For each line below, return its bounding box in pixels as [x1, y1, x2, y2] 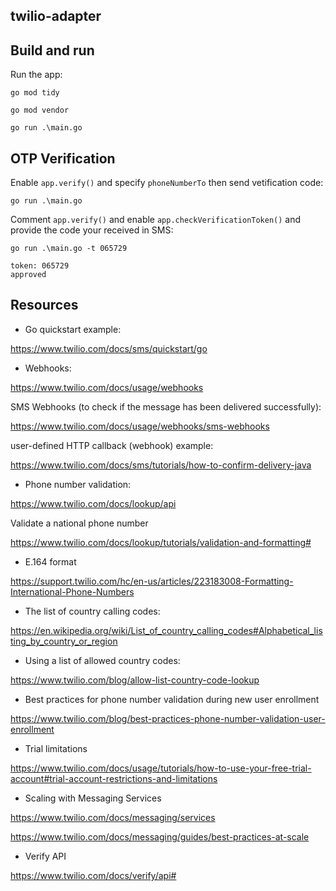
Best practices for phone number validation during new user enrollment [24, 693, 320, 705]
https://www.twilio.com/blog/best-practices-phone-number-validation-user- [10, 712, 326, 724]
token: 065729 [10, 261, 70, 271]
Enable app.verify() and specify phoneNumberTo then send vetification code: [10, 177, 324, 189]
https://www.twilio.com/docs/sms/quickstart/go [10, 342, 208, 354]
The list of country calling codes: [24, 605, 161, 617]
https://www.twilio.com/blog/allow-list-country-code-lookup [10, 674, 260, 686]
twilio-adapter [10, 8, 102, 25]
